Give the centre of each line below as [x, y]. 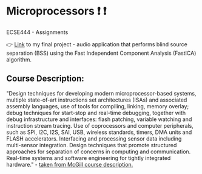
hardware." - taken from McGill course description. [70, 164]
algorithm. [19, 59]
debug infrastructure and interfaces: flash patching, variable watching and [99, 119]
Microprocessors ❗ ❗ [56, 11]
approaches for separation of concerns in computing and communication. [99, 151]
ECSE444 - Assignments [37, 32]
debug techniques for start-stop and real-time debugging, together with [96, 113]
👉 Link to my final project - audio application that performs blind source [97, 44]
